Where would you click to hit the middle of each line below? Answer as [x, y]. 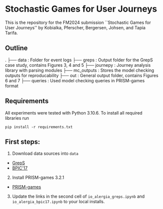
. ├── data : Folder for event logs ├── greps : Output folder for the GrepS [79, 60]
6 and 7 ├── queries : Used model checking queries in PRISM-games [75, 80]
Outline [16, 48]
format [12, 86]
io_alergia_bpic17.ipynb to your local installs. [58, 202]
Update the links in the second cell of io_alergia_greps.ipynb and [78, 196]
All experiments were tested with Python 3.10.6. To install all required [74, 113]
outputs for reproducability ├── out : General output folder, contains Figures [82, 75]
